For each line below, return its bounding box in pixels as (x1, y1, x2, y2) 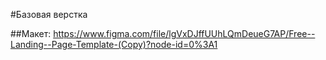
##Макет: (10, 28, 52, 39)
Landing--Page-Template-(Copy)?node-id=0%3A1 (10, 39, 218, 50)
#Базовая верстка (10, 9, 88, 20)
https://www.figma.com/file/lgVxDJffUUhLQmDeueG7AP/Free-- (53, 28, 316, 39)
